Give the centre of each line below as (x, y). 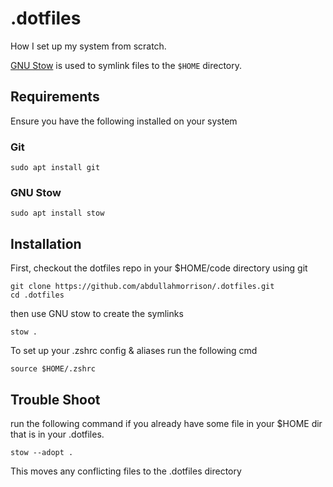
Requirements (55, 97)
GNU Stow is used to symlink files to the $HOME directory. (126, 65)
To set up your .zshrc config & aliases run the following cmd (134, 351)
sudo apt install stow (57, 213)
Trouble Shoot (55, 399)
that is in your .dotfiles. (57, 434)
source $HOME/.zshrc (53, 369)
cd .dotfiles (37, 295)
